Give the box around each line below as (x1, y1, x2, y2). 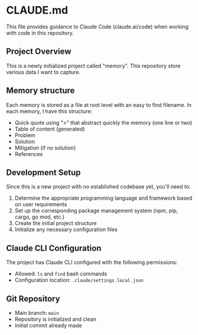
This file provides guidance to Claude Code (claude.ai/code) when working (6, 23, 189, 30)
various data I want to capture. (6, 69, 81, 76)
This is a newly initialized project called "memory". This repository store (6, 62, 181, 69)
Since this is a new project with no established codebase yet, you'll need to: (6, 183, 191, 190)
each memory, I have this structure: (6, 108, 93, 115)
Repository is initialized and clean (14, 316, 96, 323)
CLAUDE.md (6, 4, 69, 17)
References (14, 150, 43, 157)
